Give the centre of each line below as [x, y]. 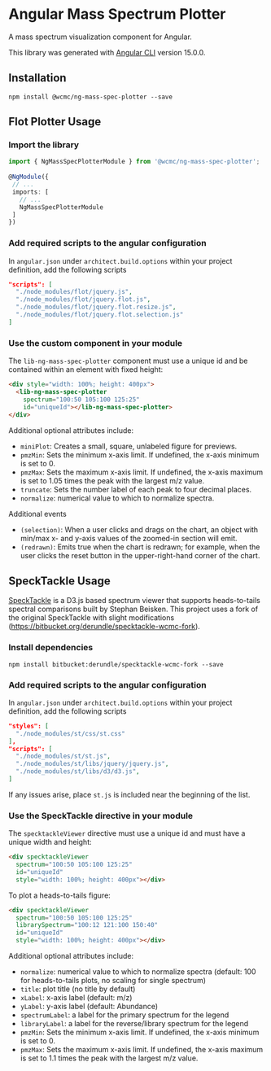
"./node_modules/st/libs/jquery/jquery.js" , [92, 764]
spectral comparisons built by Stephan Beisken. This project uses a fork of [133, 609]
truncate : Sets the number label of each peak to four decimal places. [136, 489]
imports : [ [30, 192]
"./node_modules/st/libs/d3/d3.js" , [78, 772]
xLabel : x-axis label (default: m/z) [76, 998]
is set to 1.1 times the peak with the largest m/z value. [109, 1058]
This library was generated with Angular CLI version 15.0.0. [107, 52]
